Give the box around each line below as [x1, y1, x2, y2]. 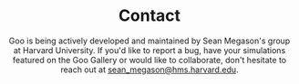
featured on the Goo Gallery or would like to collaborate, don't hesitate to [13, 54, 286, 65]
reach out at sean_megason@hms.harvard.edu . [59, 64, 240, 75]
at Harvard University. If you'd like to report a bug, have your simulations [13, 44, 286, 55]
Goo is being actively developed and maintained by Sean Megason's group [8, 35, 291, 46]
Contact [118, 5, 181, 26]
